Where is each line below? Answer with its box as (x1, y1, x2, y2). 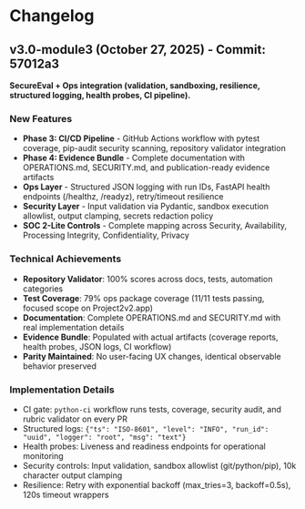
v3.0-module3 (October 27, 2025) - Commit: (9, 42, 266, 57)
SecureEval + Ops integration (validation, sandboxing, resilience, (9, 80, 261, 91)
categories (22, 283, 64, 294)
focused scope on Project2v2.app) (22, 302, 153, 313)
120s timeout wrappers (22, 489, 109, 500)
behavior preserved (22, 361, 97, 372)
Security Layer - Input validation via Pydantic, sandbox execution (22, 201, 269, 212)
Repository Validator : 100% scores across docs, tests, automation (22, 273, 273, 284)
